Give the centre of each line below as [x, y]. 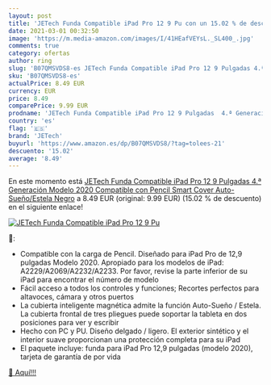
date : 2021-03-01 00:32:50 [54, 31]
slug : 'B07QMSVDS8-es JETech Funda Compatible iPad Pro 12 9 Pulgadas [129, 69]
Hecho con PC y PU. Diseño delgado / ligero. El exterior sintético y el [134, 331]
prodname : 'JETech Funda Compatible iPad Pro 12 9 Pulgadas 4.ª [120, 114]
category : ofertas [39, 53]
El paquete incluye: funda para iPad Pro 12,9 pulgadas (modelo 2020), [136, 349]
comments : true [34, 46]
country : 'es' [32, 121]
